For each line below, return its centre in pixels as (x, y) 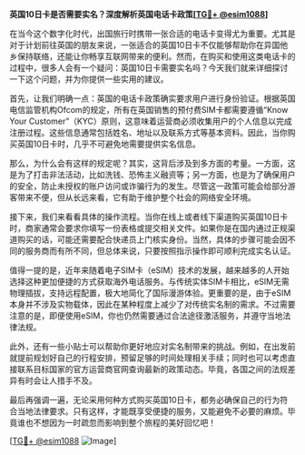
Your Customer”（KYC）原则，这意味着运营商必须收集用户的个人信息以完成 (151, 121)
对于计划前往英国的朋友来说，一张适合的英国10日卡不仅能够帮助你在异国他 (149, 45)
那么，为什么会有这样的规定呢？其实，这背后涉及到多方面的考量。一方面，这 (152, 163)
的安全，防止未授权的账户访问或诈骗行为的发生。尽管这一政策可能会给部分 (148, 186)
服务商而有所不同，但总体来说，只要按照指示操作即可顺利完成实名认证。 (160, 251)
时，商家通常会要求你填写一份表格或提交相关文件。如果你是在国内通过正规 (148, 228)
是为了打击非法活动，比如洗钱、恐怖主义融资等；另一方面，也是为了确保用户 (152, 175)
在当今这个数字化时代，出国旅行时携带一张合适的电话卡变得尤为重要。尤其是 (152, 34)
